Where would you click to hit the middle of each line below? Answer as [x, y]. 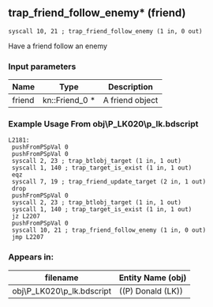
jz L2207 [26, 217]
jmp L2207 [28, 237]
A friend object [131, 100]
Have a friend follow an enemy [58, 46]
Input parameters [42, 66]
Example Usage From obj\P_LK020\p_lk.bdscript [103, 124]
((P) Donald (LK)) [151, 290]
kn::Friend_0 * [69, 100]
